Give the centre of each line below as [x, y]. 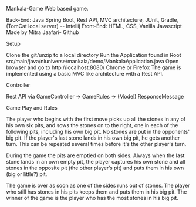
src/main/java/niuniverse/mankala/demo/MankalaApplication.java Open [92, 61]
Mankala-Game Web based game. [47, 9]
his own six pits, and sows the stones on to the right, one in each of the [92, 125]
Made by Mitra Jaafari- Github [43, 32]
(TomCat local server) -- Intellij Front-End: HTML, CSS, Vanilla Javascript [94, 26]
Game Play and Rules [32, 108]
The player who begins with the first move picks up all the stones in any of [96, 119]
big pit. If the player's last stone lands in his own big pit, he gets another [93, 138]
